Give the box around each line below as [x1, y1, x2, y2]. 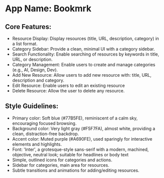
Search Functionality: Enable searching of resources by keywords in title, [12, 51, 159, 57]
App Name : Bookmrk [5, 3, 92, 14]
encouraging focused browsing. [12, 120, 77, 126]
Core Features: [5, 23, 51, 31]
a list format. [12, 41, 38, 47]
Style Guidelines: [5, 102, 59, 111]
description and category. [12, 77, 65, 83]
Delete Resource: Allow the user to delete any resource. [12, 88, 125, 93]
